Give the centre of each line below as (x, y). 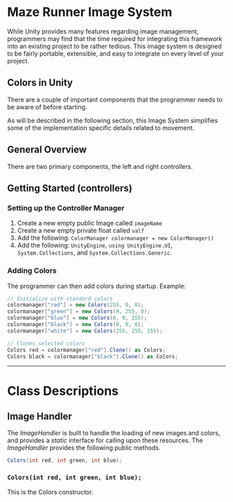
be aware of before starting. (47, 107)
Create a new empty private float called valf (80, 231)
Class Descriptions (63, 391)
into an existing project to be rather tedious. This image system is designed (114, 46)
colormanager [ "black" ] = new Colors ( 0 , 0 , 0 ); (76, 325)
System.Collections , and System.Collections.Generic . (94, 253)
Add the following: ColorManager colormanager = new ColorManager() (115, 238)
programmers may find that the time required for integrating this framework (115, 38)
